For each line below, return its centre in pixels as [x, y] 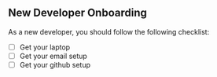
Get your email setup [53, 56]
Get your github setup [55, 64]
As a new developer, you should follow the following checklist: [109, 31]
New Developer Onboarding [77, 13]
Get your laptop [45, 47]
